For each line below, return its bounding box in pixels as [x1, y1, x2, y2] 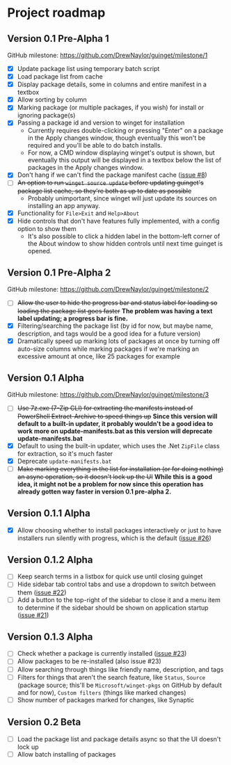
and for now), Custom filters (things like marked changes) [17, 688, 186, 697]
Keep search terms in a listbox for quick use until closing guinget [17, 572, 203, 581]
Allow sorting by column [17, 95, 87, 104]
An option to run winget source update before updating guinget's [17, 179, 204, 187]
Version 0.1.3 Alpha [7, 631, 93, 642]
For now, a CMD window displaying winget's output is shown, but [27, 148, 215, 157]
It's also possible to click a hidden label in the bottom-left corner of [27, 232, 221, 240]
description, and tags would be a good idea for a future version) [17, 329, 201, 338]
